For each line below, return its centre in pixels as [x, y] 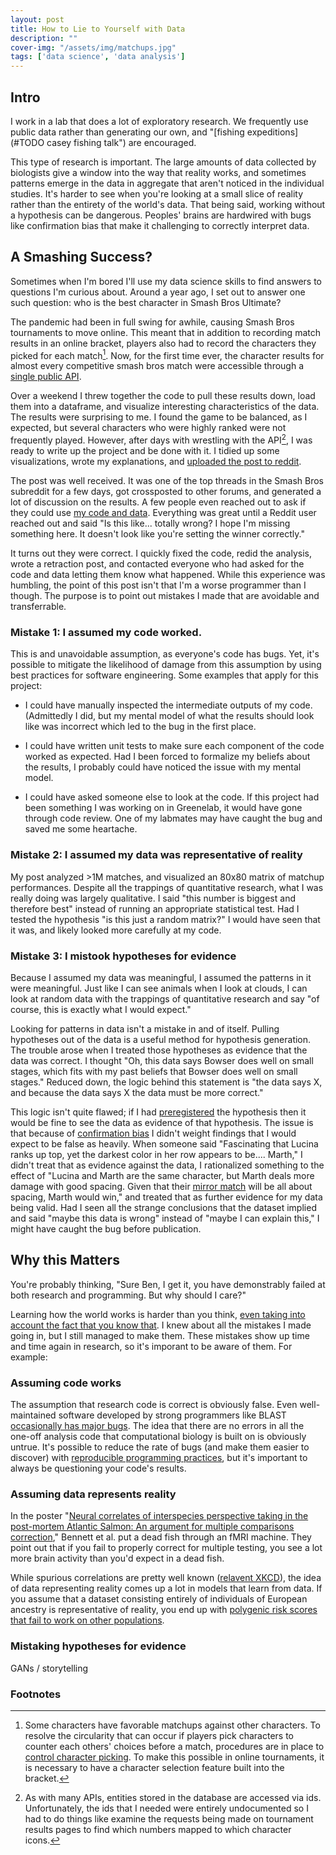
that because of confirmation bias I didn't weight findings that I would [153, 1133]
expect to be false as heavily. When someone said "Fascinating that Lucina [164, 1143]
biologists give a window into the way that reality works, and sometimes [158, 172]
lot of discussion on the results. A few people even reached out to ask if [158, 502]
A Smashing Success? [81, 257]
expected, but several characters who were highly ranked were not [148, 428]
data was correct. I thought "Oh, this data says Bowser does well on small [162, 1060]
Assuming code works [66, 1383]
